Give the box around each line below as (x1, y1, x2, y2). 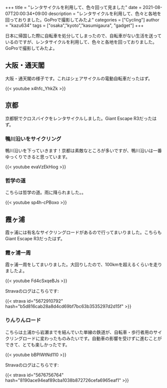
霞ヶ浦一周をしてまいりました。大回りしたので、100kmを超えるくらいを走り (5, 262, 163, 268)
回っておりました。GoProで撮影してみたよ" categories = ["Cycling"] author (5, 17, 160, 22)
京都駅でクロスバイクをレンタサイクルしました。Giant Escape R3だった (5, 115, 153, 121)
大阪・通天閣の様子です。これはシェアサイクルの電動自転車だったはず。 (5, 75, 153, 81)
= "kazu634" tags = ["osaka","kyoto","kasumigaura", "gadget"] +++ (5, 22, 144, 28)
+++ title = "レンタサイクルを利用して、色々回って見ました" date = (5, 4, 142, 10)
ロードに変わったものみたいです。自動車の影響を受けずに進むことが (22, 335, 162, 341)
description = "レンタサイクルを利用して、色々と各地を (48, 10, 162, 16)
